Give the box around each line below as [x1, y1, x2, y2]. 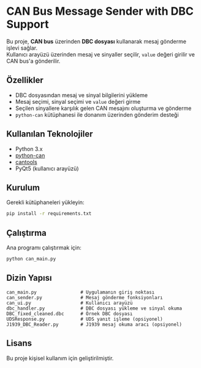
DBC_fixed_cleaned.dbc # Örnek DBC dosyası [6, 310, 133, 317]
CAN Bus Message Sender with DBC [6, 4, 194, 18]
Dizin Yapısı [6, 273, 52, 283]
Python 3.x [15, 145, 43, 152]
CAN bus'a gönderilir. [6, 57, 61, 65]
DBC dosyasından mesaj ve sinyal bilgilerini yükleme [15, 91, 148, 99]
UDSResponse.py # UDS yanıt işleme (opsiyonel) [6, 316, 164, 322]
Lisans [6, 338, 32, 348]
